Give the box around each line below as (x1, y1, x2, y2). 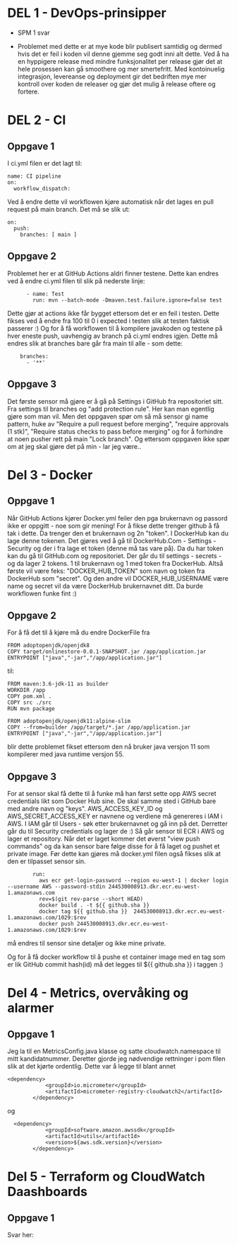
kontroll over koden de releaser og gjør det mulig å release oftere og (17, 79, 216, 88)
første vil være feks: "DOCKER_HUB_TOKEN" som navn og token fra (7, 567, 205, 575)
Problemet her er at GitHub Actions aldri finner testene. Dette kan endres (7, 269, 219, 278)
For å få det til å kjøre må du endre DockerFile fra (7, 628, 150, 637)
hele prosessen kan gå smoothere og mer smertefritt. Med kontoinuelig (17, 64, 225, 73)
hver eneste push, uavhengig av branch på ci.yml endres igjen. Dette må (7, 331, 218, 340)
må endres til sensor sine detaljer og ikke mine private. (7, 939, 166, 948)
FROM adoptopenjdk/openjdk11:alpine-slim (7, 717, 131, 725)
